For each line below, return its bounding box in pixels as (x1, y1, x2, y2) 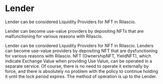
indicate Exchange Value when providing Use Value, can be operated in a (5, 58, 152, 64)
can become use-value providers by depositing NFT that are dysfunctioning (5, 48, 158, 54)
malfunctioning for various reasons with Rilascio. (5, 33, 103, 39)
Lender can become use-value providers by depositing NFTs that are (5, 28, 144, 34)
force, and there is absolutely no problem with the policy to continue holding (5, 68, 159, 74)
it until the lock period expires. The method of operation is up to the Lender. (5, 73, 157, 79)
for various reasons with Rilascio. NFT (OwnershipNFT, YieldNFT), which (5, 53, 151, 58)
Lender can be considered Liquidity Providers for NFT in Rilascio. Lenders (5, 42, 154, 48)
